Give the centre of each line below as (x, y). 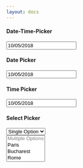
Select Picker (23, 118)
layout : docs (23, 12)
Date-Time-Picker (29, 32)
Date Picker (21, 60)
